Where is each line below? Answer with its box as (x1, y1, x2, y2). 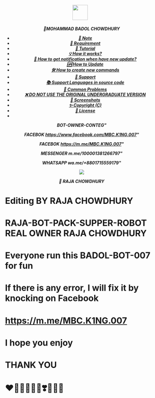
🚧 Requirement (70, 40, 101, 46)
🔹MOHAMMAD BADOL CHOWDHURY (43, 26, 120, 32)
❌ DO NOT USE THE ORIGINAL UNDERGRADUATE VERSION (24, 91, 146, 97)
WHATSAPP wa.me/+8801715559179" (42, 160, 121, 166)
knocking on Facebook (5, 293, 99, 304)
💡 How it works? (69, 50, 102, 56)
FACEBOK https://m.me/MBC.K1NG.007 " (39, 141, 124, 147)
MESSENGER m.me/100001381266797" (40, 150, 123, 156)
